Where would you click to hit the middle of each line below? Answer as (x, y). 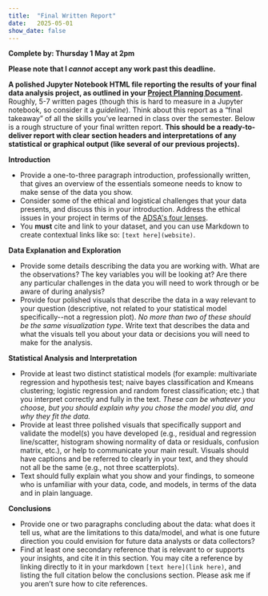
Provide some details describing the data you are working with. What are (140, 266)
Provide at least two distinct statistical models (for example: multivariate (138, 374)
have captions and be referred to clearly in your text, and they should (134, 459)
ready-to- (239, 127)
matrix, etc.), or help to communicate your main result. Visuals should (134, 451)
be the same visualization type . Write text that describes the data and (135, 326)
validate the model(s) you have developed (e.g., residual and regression (138, 433)
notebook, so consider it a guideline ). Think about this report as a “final (125, 110)
